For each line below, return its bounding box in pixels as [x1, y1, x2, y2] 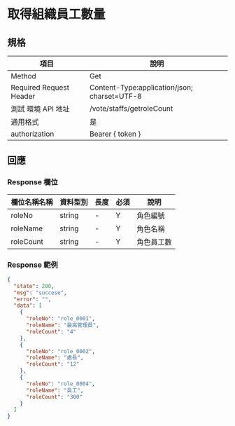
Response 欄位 [7, 177, 58, 187]
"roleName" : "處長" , [25, 355, 84, 362]
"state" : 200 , [13, 282, 55, 289]
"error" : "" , [13, 296, 52, 303]
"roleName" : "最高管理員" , [25, 322, 99, 329]
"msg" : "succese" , [13, 289, 68, 296]
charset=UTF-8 [90, 92, 142, 101]
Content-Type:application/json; [90, 83, 194, 92]
